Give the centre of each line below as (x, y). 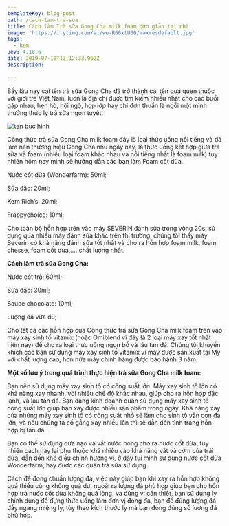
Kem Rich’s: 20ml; (32, 201)
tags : (15, 39)
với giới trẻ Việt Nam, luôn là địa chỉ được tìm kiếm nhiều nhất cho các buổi (113, 98)
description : (26, 65)
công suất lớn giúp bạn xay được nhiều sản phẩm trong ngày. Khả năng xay (114, 408)
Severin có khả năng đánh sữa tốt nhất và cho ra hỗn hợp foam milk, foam (112, 242)
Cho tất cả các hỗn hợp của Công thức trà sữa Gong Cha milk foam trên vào (115, 330)
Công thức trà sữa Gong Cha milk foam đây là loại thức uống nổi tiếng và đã (115, 139)
